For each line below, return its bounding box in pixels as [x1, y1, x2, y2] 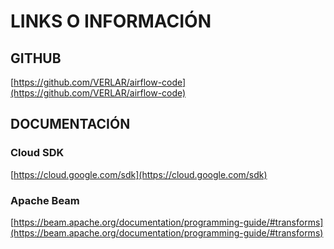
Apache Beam [10, 193, 80, 207]
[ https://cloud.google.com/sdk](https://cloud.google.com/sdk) [10, 168, 268, 180]
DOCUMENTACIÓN [10, 116, 131, 133]
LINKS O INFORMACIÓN [10, 10, 212, 33]
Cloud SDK [10, 146, 65, 160]
